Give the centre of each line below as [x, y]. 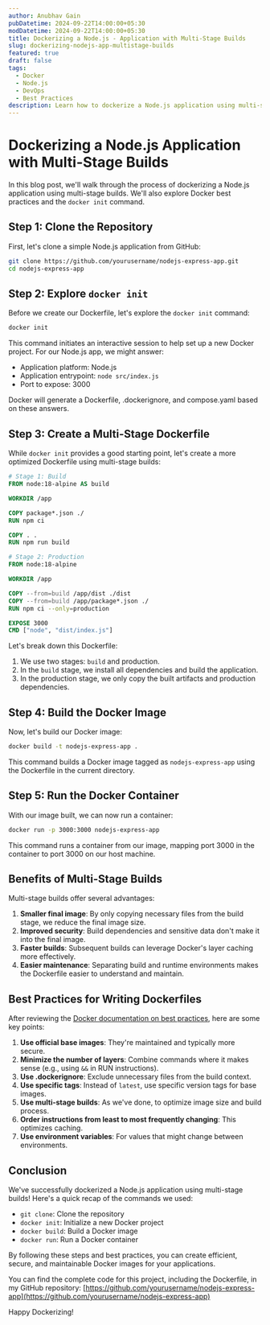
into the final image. [53, 940]
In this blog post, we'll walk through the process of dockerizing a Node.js [129, 185]
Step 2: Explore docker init [78, 294]
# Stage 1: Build [37, 477]
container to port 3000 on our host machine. [82, 854]
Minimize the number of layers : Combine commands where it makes [134, 1060]
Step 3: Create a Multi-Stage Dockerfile [109, 434]
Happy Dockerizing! [41, 1312]
